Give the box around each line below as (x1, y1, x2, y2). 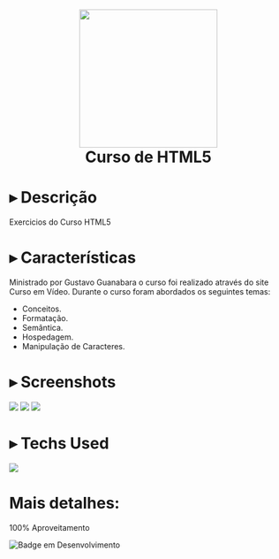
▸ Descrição (9, 188, 98, 208)
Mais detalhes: (9, 494, 120, 513)
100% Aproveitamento (9, 522, 90, 532)
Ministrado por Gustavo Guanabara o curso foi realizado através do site (9, 277, 269, 287)
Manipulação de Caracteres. (21, 341, 125, 352)
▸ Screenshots (9, 372, 117, 393)
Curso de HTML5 (85, 147, 212, 167)
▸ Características (9, 248, 137, 268)
